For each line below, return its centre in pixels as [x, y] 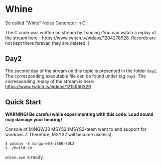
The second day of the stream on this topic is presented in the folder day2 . [81, 71]
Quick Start [23, 102]
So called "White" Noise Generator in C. [46, 23]
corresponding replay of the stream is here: [50, 81]
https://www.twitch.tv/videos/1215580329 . [49, 86]
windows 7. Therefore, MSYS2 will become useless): [59, 134]
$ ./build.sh [19, 148]
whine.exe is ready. [25, 157]
